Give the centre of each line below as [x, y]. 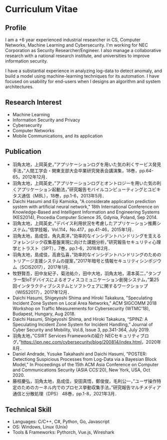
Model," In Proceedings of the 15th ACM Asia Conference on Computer [85, 364]
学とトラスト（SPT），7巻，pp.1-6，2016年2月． [62, 248]
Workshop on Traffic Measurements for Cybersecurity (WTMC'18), [81, 308]
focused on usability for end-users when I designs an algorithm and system [83, 81]
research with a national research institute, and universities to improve [77, 56]
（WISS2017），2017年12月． [42, 292]
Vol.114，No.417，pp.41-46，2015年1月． [94, 230]
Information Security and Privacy [46, 120]
